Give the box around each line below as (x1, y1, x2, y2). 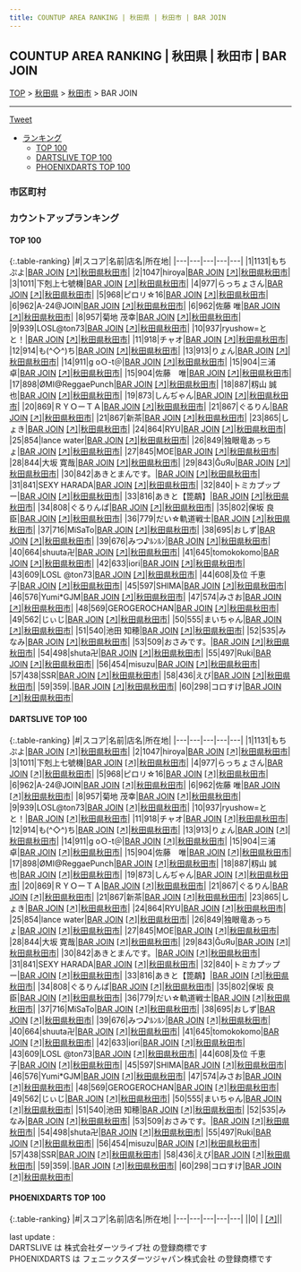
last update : (9, 1231, 56, 1242)
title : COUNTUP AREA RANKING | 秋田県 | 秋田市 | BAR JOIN (9, 13, 227, 22)
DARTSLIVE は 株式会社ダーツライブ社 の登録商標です (9, 1242, 208, 1252)
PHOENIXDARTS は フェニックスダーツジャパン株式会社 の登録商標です (9, 1253, 273, 1264)
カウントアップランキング (9, 212, 119, 225)
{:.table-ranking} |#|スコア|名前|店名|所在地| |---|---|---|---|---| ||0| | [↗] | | (9, 1213, 283, 1224)
